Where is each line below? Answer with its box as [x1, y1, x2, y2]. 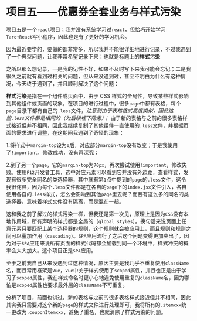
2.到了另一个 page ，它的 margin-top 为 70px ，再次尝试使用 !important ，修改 [6, 161, 182, 168]
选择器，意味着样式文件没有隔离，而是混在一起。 [6, 197, 124, 205]
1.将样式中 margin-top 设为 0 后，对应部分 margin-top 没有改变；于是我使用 [6, 141, 178, 148]
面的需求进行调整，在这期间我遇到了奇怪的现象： [6, 129, 124, 136]
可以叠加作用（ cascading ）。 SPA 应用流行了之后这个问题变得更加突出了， [11, 232, 184, 239]
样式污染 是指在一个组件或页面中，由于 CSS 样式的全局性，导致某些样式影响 [6, 92, 189, 100]
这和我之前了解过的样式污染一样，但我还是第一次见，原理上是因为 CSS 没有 [6, 210, 184, 217]
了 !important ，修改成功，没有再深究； [6, 149, 100, 156]
